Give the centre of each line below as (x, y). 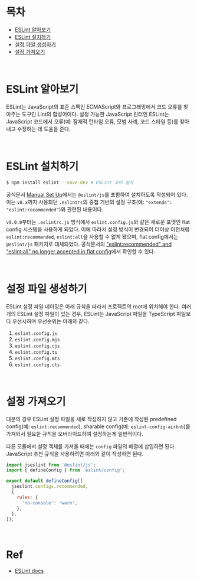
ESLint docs (29, 571)
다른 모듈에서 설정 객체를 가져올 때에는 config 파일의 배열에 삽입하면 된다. (91, 446)
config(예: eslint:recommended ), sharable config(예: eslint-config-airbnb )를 (98, 426)
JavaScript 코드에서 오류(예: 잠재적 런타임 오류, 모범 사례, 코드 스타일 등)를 (92, 121)
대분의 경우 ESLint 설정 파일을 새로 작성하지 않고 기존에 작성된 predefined (91, 419)
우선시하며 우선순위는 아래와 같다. (51, 321)
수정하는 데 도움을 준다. (44, 129)
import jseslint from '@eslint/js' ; (51, 465)
